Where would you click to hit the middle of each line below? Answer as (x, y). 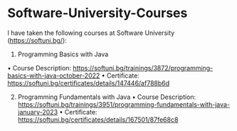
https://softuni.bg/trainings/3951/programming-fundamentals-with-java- (123, 104)
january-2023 (38, 112)
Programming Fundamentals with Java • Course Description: (107, 97)
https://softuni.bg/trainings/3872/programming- (143, 68)
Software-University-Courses (98, 13)
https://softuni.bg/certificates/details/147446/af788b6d (89, 83)
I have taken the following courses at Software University (91, 33)
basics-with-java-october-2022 (54, 75)
